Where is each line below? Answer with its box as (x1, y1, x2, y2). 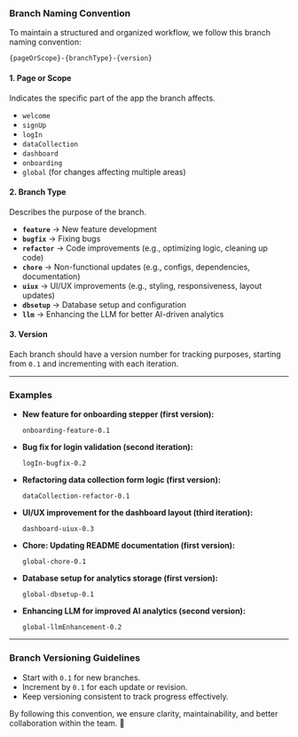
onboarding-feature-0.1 (21, 426, 111, 436)
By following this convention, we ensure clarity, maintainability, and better (9, 708, 278, 718)
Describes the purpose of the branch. (9, 206, 147, 217)
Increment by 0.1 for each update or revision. (21, 681, 188, 692)
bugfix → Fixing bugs (21, 233, 101, 244)
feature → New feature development (21, 223, 157, 234)
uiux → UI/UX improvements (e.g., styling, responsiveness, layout (21, 280, 263, 291)
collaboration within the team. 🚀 (9, 717, 125, 728)
